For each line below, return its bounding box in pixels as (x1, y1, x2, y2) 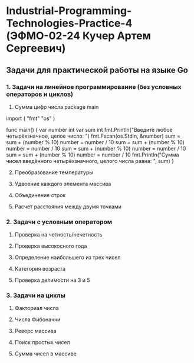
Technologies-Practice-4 (6, 16, 133, 30)
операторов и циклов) (6, 90, 74, 98)
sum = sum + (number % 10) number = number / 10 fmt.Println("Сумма (6, 151, 179, 158)
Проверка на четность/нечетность (14, 231, 103, 238)
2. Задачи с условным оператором (6, 218, 113, 226)
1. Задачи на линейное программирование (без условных (6, 82, 182, 91)
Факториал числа (14, 305, 59, 312)
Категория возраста (14, 265, 66, 272)
